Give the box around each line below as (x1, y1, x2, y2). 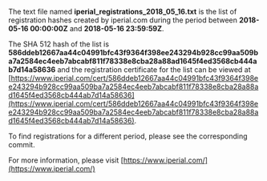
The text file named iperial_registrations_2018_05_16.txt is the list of (8, 7, 237, 16)
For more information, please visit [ (8, 155, 124, 165)
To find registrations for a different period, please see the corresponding (8, 131, 248, 141)
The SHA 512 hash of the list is (8, 39, 110, 49)
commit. (8, 140, 35, 149)
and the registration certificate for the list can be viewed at (57, 65, 251, 74)
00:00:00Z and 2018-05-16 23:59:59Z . (30, 24, 164, 33)
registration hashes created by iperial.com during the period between (8, 15, 238, 25)
